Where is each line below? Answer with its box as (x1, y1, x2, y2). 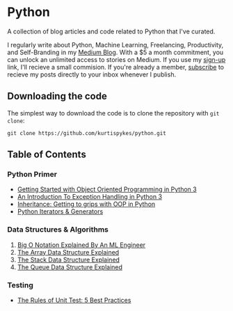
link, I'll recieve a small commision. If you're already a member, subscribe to (7, 63, 225, 71)
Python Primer (7, 170, 58, 180)
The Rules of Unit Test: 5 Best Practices (17, 296, 131, 305)
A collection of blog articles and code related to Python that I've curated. (7, 27, 216, 35)
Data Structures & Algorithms (7, 225, 109, 234)
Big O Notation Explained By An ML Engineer (17, 241, 146, 249)
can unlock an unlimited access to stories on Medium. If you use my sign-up (7, 55, 226, 63)
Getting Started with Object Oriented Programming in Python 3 (17, 185, 197, 193)
